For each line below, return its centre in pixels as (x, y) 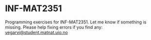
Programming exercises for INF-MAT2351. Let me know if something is (76, 22)
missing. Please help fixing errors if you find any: (54, 27)
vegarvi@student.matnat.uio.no (36, 32)
